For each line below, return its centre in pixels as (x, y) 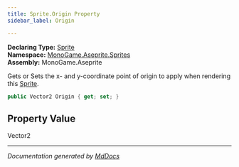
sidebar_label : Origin (41, 21)
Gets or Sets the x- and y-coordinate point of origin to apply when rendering (119, 76)
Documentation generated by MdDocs (63, 156)
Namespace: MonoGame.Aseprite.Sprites (69, 55)
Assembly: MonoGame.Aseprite (55, 62)
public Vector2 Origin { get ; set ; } (63, 97)
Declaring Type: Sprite (41, 47)
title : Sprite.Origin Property (54, 14)
